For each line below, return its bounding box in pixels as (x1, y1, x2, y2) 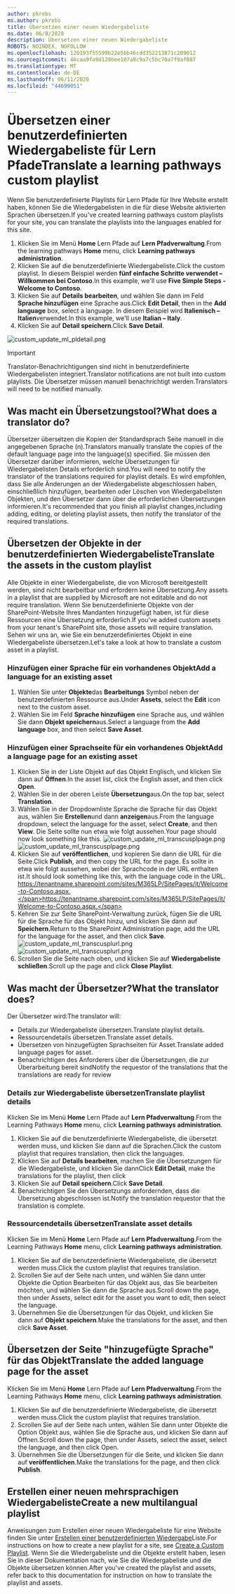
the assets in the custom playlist (7, 559, 152, 571)
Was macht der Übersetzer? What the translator (7, 982, 220, 994)
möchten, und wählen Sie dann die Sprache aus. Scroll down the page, (17, 1286, 221, 1294)
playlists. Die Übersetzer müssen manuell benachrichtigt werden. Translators (7, 377, 228, 386)
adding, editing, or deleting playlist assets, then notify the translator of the (7, 510, 221, 518)
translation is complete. (17, 1201, 86, 1210)
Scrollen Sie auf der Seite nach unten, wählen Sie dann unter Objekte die (17, 1420, 228, 1429)
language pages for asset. (17, 1048, 93, 1056)
